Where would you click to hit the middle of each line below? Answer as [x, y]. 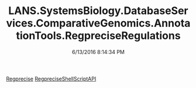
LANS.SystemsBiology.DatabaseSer [98, 11]
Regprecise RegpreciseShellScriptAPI [51, 79]
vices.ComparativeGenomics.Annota [98, 23]
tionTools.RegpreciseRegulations [98, 36]
